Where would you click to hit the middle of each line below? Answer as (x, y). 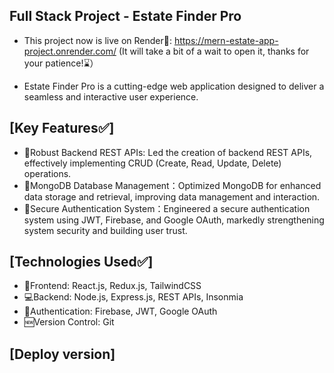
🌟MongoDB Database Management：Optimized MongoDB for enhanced (172, 185)
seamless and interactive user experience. (111, 96)
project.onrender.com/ (70, 51)
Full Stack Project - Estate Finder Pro (125, 16)
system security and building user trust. (105, 230)
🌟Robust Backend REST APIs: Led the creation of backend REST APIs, (168, 152)
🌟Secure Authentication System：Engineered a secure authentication (167, 208)
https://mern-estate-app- (226, 40)
